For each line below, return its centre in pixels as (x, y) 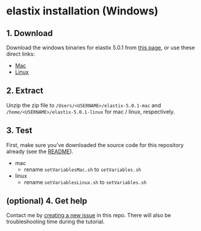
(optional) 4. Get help (47, 201)
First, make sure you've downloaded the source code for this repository (95, 145)
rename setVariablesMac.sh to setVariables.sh (82, 169)
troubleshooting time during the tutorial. (56, 222)
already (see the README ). (40, 151)
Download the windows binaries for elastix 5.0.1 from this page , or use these (101, 47)
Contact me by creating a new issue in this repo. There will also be (89, 215)
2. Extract (25, 91)
